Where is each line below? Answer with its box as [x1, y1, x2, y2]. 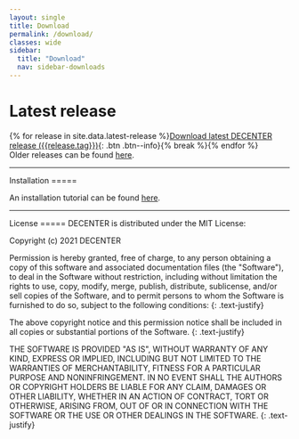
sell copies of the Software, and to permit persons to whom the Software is [9, 290, 285, 301]
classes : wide [9, 37, 62, 47]
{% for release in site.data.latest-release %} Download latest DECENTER [9, 130, 273, 141]
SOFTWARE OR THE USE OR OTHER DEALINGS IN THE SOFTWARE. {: [9, 410, 267, 420]
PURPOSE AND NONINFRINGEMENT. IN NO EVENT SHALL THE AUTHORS [9, 371, 283, 383]
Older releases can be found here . [9, 149, 135, 160]
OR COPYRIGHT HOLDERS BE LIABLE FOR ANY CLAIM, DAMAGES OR [9, 381, 267, 392]
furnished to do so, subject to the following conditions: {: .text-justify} [9, 299, 264, 310]
